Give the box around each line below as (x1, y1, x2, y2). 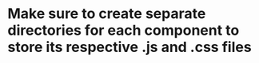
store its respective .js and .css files (7, 39, 253, 56)
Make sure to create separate (7, 5, 206, 23)
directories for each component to (7, 21, 240, 39)
